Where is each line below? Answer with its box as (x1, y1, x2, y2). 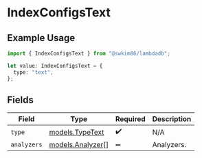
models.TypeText (49, 127, 104, 137)
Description (152, 114, 192, 124)
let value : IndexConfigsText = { (7, 62, 103, 69)
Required (115, 114, 146, 124)
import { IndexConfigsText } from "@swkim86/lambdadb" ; (7, 50, 170, 57)
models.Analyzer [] (49, 140, 109, 150)
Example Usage (7, 32, 76, 44)
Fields (7, 94, 34, 105)
